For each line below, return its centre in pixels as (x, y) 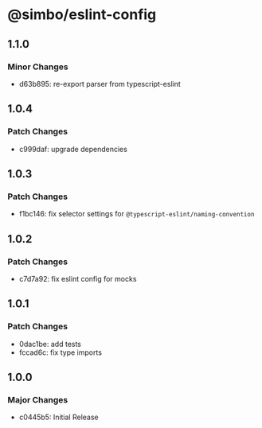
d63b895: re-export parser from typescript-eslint (100, 84)
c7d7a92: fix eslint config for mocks (78, 278)
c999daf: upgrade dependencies (73, 149)
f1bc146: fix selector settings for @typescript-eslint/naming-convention (137, 214)
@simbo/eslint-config (82, 15)
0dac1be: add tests (50, 344)
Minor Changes (38, 67)
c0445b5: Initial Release (59, 417)
